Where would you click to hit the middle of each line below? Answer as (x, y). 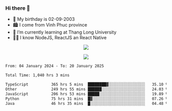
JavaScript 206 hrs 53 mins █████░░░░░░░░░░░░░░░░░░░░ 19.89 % (87, 94)
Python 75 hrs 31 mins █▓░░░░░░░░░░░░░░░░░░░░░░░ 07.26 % (87, 99)
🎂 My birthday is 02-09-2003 (44, 19)
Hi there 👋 (18, 8)
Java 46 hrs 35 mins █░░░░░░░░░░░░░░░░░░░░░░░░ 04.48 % (87, 103)
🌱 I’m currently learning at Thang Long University (64, 32)
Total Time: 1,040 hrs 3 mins (38, 75)
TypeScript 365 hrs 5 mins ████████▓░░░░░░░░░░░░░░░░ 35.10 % (87, 85)
